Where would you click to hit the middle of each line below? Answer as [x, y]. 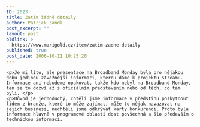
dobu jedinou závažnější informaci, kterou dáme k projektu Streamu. [95, 78]
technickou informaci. [34, 119]
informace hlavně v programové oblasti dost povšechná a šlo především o [100, 114]
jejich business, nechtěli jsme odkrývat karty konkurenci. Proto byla [97, 109]
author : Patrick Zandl [34, 23]
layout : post [22, 34]
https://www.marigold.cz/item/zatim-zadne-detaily [76, 45]
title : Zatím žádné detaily [41, 17]
